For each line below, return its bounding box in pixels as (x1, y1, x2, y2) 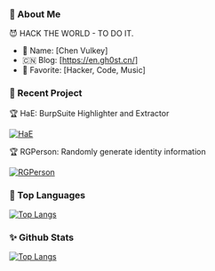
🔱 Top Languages (9, 188, 86, 201)
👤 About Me (9, 8, 61, 20)
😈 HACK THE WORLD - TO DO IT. (9, 28, 134, 39)
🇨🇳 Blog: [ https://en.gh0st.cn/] (21, 55, 139, 66)
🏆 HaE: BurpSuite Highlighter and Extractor (9, 108, 170, 118)
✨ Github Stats (9, 231, 74, 243)
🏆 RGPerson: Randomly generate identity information (9, 146, 206, 156)
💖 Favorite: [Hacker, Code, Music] (21, 65, 147, 76)
